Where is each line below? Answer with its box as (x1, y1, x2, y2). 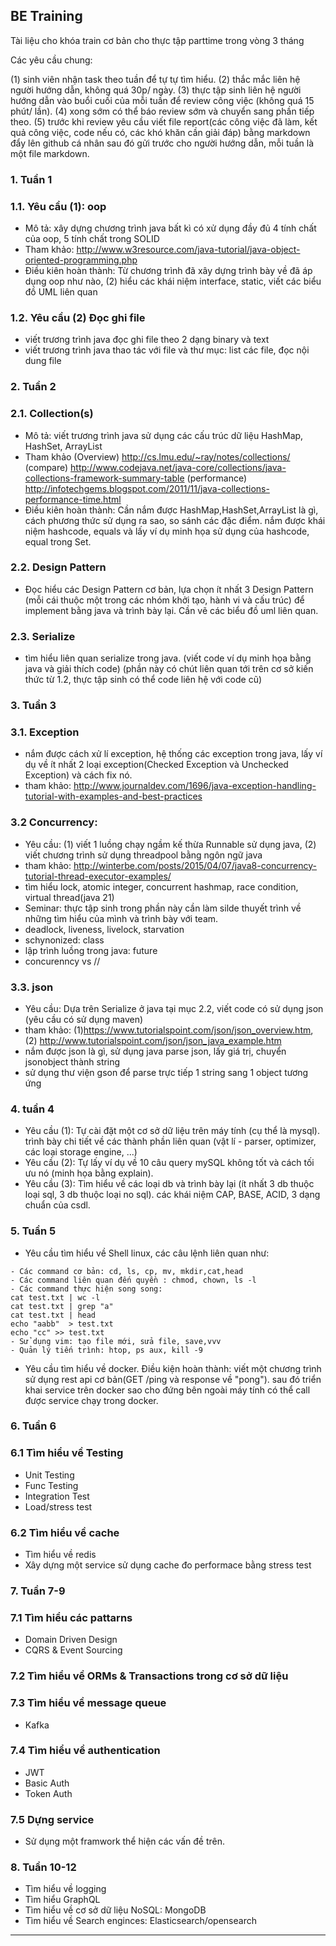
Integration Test (24, 1490, 90, 1502)
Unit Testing (24, 1469, 75, 1481)
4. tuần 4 (10, 1102, 55, 1116)
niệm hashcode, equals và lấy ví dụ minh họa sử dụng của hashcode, (24, 525, 310, 537)
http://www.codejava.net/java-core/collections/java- (70, 461, 287, 473)
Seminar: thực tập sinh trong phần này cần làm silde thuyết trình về (24, 902, 302, 914)
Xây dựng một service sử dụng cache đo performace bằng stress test (24, 1559, 312, 1571)
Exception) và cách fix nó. (24, 769, 133, 781)
